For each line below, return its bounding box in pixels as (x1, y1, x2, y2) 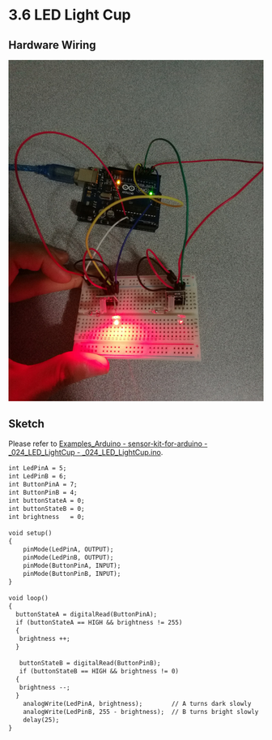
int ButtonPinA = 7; (8, 480, 79, 488)
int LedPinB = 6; (8, 472, 67, 480)
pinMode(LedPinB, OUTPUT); (23, 553, 114, 561)
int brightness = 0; (8, 513, 85, 521)
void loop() (8, 594, 49, 602)
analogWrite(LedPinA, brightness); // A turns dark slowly (23, 699, 252, 708)
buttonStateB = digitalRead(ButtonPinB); (19, 659, 161, 667)
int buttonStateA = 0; (8, 496, 85, 504)
